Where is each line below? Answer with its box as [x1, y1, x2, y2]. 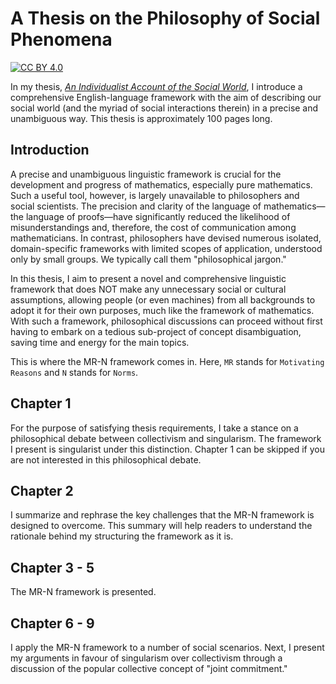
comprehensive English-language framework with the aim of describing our [10, 91, 322, 103]
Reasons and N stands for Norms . [10, 366, 139, 378]
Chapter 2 [10, 482, 74, 499]
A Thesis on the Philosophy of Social [10, 7, 321, 30]
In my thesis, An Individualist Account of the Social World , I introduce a [10, 80, 303, 92]
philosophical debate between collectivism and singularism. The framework [10, 432, 322, 444]
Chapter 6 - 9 [10, 615, 95, 632]
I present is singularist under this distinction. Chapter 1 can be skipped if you [10, 443, 325, 455]
